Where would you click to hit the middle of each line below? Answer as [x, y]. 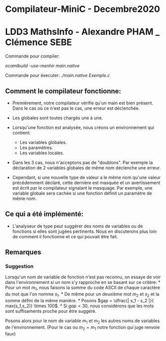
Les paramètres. [36, 147]
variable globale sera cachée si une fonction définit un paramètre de [82, 193]
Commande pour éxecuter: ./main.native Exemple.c [58, 75]
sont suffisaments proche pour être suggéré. [51, 311]
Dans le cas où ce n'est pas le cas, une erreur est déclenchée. [76, 108]
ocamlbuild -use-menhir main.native [43, 66]
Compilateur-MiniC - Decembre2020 [83, 9]
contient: [21, 133]
